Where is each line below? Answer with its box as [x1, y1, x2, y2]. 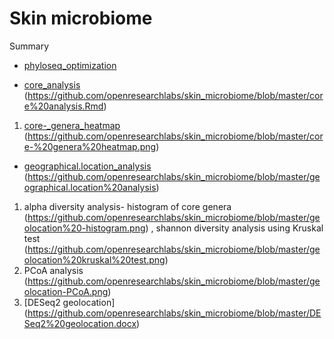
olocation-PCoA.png [23, 285, 109, 297]
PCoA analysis [23, 264, 84, 276]
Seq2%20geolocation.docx [23, 317, 137, 329]
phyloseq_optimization [23, 59, 117, 71]
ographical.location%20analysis [23, 181, 157, 193]
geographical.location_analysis [23, 160, 152, 172]
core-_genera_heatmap [23, 119, 121, 131]
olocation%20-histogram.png [23, 222, 146, 234]
